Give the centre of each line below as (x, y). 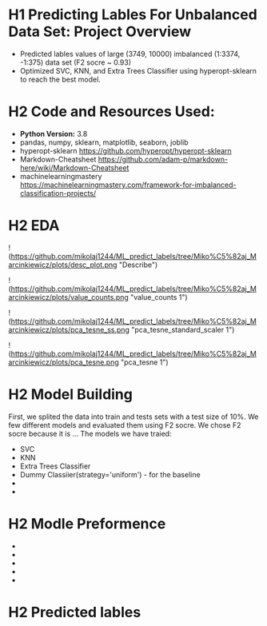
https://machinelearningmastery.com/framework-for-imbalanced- (128, 185)
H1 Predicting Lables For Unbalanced (133, 15)
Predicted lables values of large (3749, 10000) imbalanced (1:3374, (130, 54)
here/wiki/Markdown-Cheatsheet (74, 167)
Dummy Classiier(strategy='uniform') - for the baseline (110, 474)
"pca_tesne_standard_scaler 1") (183, 329)
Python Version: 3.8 (54, 134)
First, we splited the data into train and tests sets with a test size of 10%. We (133, 417)
